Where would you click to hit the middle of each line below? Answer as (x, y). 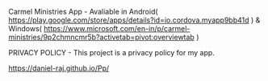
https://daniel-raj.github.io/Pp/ (59, 68)
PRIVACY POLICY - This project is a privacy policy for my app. (112, 53)
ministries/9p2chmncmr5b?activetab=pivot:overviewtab (102, 37)
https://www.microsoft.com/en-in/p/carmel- (117, 28)
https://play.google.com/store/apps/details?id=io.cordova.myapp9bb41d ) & (134, 20)
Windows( (25, 28)
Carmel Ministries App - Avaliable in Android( (84, 12)
